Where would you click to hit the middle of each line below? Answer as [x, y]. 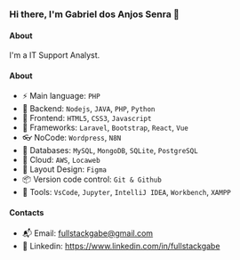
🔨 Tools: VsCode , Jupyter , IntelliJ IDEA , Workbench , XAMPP [126, 192]
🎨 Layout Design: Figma [64, 169]
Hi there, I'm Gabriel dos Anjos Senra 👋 [95, 14]
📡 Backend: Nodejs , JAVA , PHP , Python [88, 109]
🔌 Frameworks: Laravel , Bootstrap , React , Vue [105, 127]
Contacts [27, 212]
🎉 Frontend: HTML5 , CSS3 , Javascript [87, 118]
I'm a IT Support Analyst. [55, 55]
